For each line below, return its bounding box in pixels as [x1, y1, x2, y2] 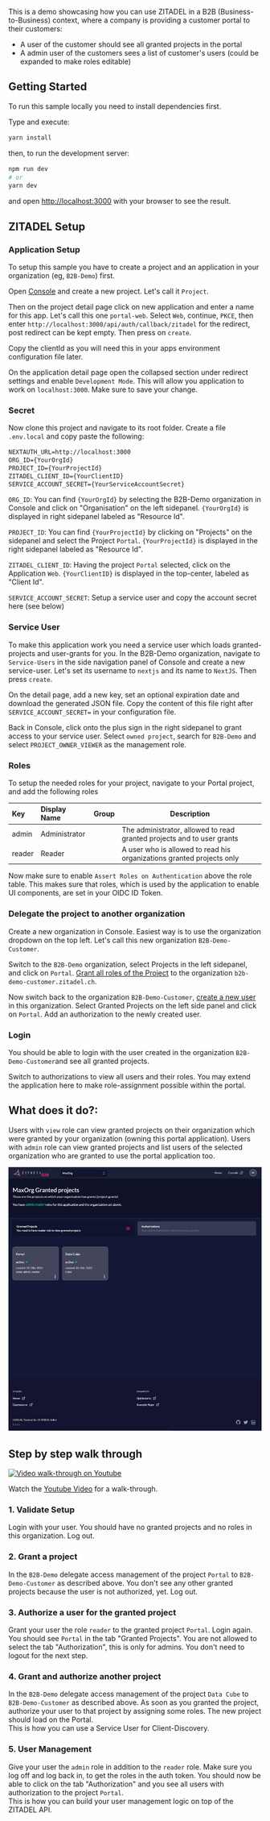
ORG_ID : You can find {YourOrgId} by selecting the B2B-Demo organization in [8, 495, 261, 505]
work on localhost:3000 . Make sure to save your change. [8, 385, 198, 394]
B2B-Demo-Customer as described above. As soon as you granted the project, [8, 1698, 260, 1707]
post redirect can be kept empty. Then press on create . [8, 328, 192, 337]
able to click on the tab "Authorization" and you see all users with [8, 1779, 224, 1789]
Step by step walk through [8, 1447, 143, 1461]
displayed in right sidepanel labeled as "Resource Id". [8, 512, 185, 522]
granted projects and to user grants [121, 834, 239, 843]
